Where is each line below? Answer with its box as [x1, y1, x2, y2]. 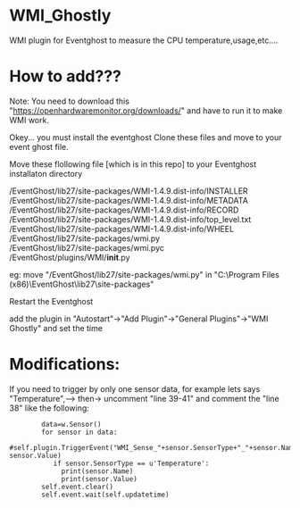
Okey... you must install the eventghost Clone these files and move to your [9, 131, 283, 143]
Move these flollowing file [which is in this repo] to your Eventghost [9, 158, 257, 170]
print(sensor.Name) [61, 466, 134, 476]
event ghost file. [9, 141, 69, 152]
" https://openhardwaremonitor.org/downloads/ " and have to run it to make [9, 104, 283, 116]
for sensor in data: [41, 428, 118, 437]
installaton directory [9, 168, 83, 179]
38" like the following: [9, 403, 89, 413]
